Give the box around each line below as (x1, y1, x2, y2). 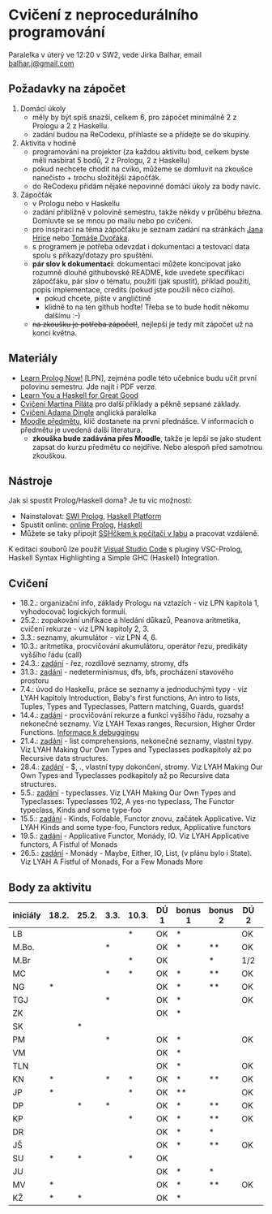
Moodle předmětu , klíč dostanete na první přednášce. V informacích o (19, 416, 254, 426)
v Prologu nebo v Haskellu (32, 198, 120, 208)
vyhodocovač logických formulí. (19, 607, 128, 616)
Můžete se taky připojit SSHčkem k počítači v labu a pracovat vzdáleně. (19, 529, 260, 538)
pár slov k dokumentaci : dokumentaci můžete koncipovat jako (32, 258, 241, 269)
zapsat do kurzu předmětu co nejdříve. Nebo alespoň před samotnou (32, 442, 263, 451)
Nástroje (8, 473, 53, 488)
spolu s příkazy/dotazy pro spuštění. (32, 250, 154, 260)
